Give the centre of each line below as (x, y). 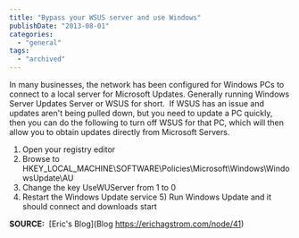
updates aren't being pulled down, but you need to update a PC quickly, (141, 113)
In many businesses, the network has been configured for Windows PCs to (147, 85)
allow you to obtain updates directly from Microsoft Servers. (120, 132)
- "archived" (42, 59)
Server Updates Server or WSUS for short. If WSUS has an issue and (137, 103)
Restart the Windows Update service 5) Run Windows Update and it (147, 197)
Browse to (41, 159)
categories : (31, 34)
